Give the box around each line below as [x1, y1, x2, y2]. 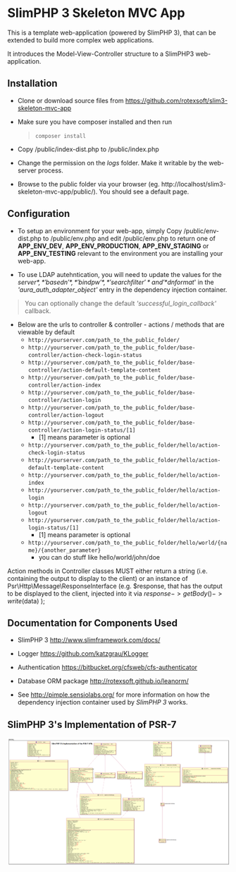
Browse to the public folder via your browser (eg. [17, 179, 160, 188]
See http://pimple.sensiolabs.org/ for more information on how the [17, 690, 210, 699]
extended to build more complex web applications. [7, 35, 154, 44]
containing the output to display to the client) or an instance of [7, 574, 188, 582]
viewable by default [17, 327, 75, 336]
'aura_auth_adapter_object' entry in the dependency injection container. [17, 285, 228, 294]
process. [37, 166, 63, 175]
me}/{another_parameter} [27, 546, 101, 554]
